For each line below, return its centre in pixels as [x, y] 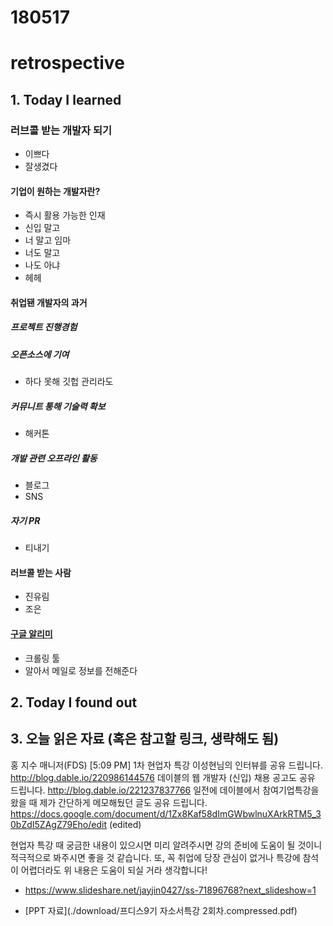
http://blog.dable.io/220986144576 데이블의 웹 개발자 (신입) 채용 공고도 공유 [163, 777]
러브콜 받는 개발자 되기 [61, 130]
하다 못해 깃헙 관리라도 [69, 382]
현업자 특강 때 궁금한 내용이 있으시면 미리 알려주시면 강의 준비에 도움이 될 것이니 [166, 845]
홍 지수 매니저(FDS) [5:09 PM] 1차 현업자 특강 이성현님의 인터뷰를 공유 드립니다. [167, 765]
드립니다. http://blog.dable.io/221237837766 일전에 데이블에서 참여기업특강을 [165, 790]
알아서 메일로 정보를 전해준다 [81, 670]
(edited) [125, 824]
